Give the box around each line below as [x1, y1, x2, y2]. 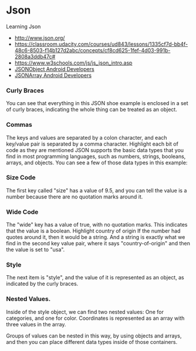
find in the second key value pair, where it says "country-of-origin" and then [6, 240, 191, 247]
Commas [6, 121, 32, 129]
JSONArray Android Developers [14, 72, 92, 79]
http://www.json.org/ [14, 34, 65, 41]
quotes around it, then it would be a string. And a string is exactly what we [6, 234, 185, 241]
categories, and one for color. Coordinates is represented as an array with [6, 315, 185, 322]
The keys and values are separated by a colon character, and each [6, 134, 167, 141]
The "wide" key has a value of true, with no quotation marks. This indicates [6, 221, 188, 228]
